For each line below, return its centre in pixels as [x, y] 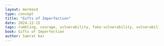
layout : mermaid [21, 9]
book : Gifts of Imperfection [35, 32]
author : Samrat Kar [25, 36]
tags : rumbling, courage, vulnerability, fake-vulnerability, [70, 27]
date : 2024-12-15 [23, 23]
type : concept [20, 14]
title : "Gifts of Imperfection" [38, 18]
